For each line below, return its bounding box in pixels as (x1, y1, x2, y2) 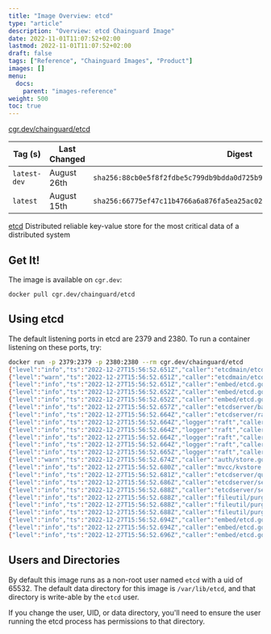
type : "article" (8, 19, 63, 27)
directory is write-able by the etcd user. (8, 592, 140, 602)
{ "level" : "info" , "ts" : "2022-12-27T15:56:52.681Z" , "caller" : (8, 471, 215, 479)
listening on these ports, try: (8, 342, 102, 352)
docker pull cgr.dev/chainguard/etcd (8, 290, 135, 298)
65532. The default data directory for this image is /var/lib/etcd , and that (8, 583, 256, 593)
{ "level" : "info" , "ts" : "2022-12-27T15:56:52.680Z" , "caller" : (8, 463, 215, 471)
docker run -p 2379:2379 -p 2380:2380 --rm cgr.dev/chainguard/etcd (8, 357, 244, 366)
